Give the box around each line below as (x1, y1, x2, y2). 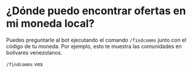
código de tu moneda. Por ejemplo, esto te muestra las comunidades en (6, 43, 182, 50)
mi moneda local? (6, 17, 95, 30)
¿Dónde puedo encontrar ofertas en (6, 4, 186, 18)
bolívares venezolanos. (6, 49, 63, 56)
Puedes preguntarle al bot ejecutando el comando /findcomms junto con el (6, 36, 187, 43)
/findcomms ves (6, 61, 43, 68)
